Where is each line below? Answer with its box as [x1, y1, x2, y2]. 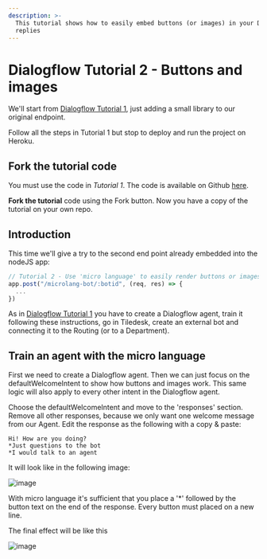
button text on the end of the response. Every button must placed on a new [8, 502, 254, 512]
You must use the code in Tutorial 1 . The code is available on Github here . [8, 181, 249, 190]
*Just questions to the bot [8, 442, 102, 450]
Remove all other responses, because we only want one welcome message [8, 411, 254, 420]
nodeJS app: [8, 256, 50, 267]
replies [15, 26, 41, 34]
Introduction [8, 228, 72, 241]
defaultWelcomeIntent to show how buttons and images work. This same [8, 379, 247, 389]
